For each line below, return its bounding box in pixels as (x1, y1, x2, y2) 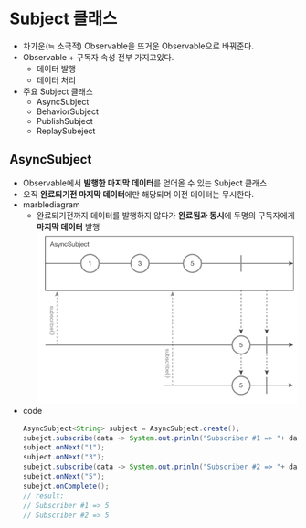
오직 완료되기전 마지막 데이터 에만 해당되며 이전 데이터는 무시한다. (22, 188, 254, 199)
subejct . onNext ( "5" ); (22, 472, 106, 481)
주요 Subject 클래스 (22, 86, 94, 97)
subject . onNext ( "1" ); (22, 443, 106, 452)
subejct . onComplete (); (22, 481, 110, 491)
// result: (22, 491, 65, 501)
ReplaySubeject (36, 125, 96, 136)
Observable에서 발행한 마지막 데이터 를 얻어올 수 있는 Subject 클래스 (22, 177, 268, 188)
